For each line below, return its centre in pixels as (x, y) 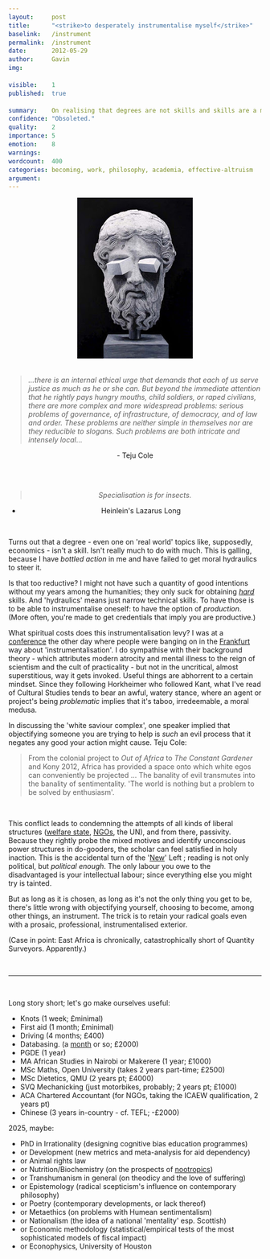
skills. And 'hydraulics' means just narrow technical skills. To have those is (131, 600)
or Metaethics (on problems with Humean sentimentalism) (116, 1212)
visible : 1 (32, 84)
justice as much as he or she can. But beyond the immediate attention (144, 389)
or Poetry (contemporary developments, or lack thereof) (113, 1203)
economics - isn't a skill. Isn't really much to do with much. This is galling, (130, 550)
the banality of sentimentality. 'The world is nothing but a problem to (141, 784)
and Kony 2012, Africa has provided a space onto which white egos (139, 767)
